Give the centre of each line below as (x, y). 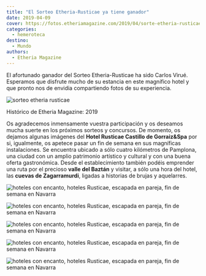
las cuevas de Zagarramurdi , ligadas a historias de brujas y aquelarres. (97, 176)
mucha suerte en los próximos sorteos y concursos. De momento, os (93, 130)
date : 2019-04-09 (29, 18)
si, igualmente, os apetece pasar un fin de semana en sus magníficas (93, 143)
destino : (17, 40)
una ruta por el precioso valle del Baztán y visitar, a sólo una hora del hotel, (102, 169)
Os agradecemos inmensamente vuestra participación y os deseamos (95, 124)
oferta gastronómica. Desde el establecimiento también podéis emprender (100, 162)
